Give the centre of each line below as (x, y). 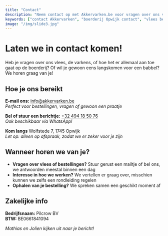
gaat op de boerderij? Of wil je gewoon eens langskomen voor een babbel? (82, 68)
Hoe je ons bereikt (34, 89)
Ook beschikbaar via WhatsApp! (39, 121)
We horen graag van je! (29, 73)
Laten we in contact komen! (64, 49)
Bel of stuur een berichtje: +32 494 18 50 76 (52, 116)
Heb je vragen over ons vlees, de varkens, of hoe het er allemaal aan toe (80, 63)
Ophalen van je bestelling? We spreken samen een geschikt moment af (86, 185)
